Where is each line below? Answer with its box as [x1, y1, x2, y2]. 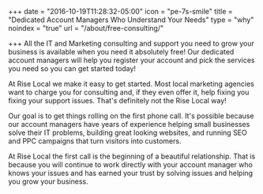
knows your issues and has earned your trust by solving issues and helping [8, 169, 254, 177]
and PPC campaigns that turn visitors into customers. [8, 136, 182, 145]
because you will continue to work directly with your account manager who [8, 160, 253, 169]
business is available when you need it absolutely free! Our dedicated [8, 47, 235, 56]
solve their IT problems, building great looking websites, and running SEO [8, 128, 247, 137]
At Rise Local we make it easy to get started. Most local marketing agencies [8, 79, 254, 88]
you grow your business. [8, 177, 88, 186]
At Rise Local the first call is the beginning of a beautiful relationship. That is [8, 151, 256, 161]
